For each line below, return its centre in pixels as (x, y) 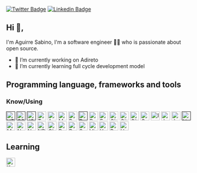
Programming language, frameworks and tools (94, 85)
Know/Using (25, 102)
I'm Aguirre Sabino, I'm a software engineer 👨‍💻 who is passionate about (94, 42)
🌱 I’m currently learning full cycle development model (80, 66)
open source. (22, 48)
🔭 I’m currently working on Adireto (56, 60)
